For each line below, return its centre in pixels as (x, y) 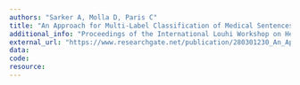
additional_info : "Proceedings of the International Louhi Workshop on (145, 34)
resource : (28, 67)
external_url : (36, 42)
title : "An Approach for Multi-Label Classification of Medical (131, 26)
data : (19, 50)
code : (19, 58)
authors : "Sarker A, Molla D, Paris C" (83, 17)
